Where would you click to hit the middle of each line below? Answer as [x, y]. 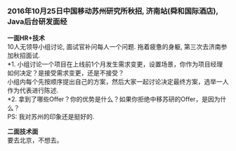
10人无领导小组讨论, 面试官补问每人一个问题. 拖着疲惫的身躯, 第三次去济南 [114, 47]
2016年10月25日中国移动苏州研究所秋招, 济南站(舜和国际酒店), [113, 10]
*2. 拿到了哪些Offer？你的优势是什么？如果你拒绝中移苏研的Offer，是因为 [114, 99]
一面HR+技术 [26, 38]
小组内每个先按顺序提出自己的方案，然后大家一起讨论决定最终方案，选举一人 [118, 82]
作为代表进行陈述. [33, 91]
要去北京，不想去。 [35, 141]
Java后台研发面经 [38, 21]
